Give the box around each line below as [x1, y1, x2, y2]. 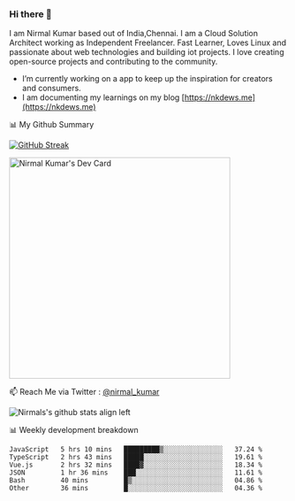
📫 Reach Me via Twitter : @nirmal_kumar [9, 387, 160, 397]
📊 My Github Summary [9, 119, 95, 130]
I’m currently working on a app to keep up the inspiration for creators [21, 73, 274, 84]
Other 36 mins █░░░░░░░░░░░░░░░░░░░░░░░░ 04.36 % [9, 484, 263, 493]
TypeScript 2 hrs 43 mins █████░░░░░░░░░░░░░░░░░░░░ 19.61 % [9, 453, 263, 462]
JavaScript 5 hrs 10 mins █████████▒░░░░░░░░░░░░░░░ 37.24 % [9, 445, 263, 454]
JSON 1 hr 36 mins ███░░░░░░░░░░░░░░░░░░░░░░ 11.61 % [9, 468, 263, 477]
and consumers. [21, 83, 81, 94]
